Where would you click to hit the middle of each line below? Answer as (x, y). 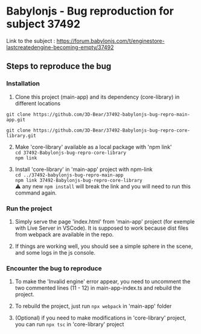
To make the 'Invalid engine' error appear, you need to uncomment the (103, 282)
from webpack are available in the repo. (64, 234)
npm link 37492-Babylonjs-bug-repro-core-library (79, 180)
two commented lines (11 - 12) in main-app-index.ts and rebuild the (98, 288)
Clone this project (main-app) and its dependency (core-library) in (97, 97)
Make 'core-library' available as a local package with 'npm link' (93, 147)
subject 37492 (43, 24)
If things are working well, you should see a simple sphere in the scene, (104, 246)
